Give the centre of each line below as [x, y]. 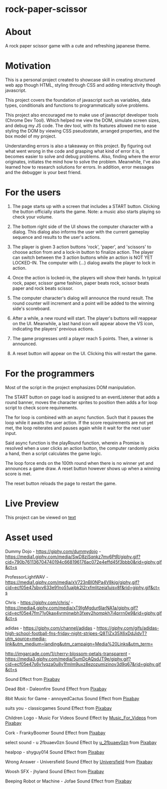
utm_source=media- [26, 638]
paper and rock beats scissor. [43, 288]
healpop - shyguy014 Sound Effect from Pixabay [55, 752]
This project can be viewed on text [41, 517]
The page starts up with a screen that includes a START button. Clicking [86, 206]
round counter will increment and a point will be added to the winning [83, 303]
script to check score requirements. [42, 407]
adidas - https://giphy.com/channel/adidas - [50, 628]
